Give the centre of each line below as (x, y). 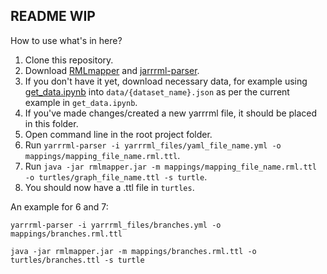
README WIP (53, 16)
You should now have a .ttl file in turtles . (109, 187)
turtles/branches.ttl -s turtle (77, 260)
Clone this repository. (69, 60)
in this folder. (51, 123)
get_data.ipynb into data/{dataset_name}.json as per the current (157, 91)
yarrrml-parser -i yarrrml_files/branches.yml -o (116, 225)
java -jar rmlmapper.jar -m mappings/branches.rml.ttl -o (133, 251)
